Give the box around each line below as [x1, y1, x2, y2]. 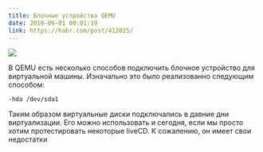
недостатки [8, 134, 48, 144]
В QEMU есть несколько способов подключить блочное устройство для [8, 63, 255, 72]
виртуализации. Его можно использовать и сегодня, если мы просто [8, 118, 244, 127]
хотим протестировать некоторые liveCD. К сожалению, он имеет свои [8, 127, 252, 136]
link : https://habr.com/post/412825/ [8, 26, 134, 34]
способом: [8, 80, 45, 90]
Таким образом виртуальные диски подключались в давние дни [8, 109, 230, 119]
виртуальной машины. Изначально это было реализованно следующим [8, 72, 254, 81]
